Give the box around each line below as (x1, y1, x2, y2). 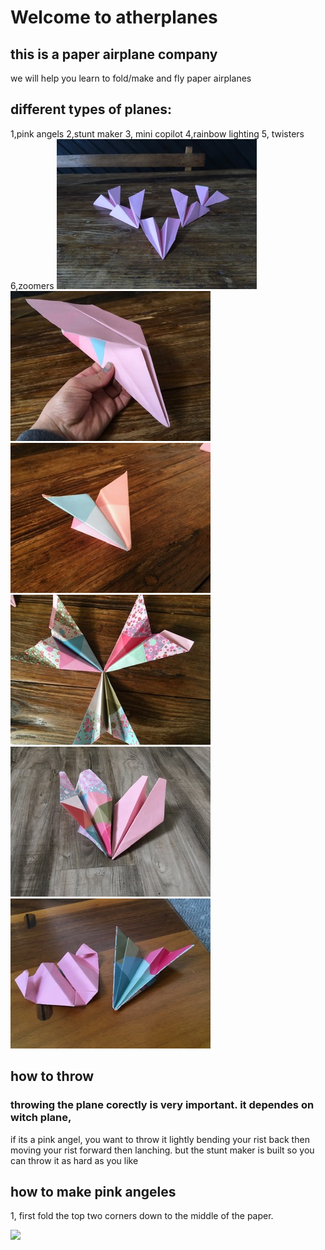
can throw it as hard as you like (10, 1154, 139, 1166)
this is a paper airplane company (10, 46, 218, 63)
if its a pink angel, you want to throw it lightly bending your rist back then (10, 1133, 310, 1145)
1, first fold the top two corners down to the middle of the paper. (10, 1210, 274, 1222)
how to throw (10, 1068, 95, 1085)
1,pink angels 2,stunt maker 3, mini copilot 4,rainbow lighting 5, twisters (10, 127, 305, 140)
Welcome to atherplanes (10, 6, 218, 29)
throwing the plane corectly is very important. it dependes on (10, 1098, 315, 1112)
